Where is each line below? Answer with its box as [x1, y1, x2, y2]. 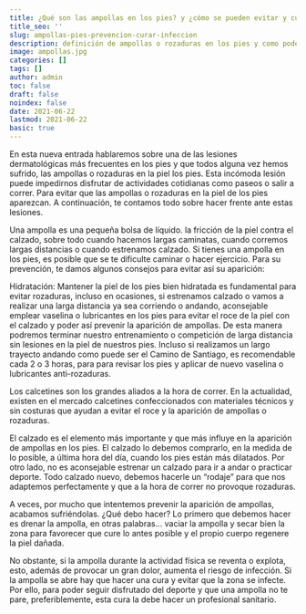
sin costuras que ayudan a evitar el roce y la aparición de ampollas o [9, 405, 267, 416]
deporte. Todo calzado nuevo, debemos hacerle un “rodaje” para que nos [9, 472, 286, 482]
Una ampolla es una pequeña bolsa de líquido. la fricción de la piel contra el [9, 224, 294, 235]
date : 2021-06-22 [9, 107, 76, 116]
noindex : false [9, 98, 67, 108]
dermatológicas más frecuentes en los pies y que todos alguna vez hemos [9, 159, 289, 169]
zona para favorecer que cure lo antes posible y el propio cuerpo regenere [9, 528, 290, 538]
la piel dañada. [9, 537, 65, 548]
